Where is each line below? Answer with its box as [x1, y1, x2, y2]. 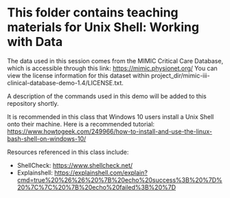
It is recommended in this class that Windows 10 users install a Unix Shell [7, 112, 214, 121]
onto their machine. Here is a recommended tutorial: [7, 120, 155, 128]
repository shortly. [7, 99, 59, 107]
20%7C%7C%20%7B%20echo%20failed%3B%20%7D [16, 183, 176, 191]
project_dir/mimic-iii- [150, 71, 211, 80]
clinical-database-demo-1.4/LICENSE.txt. [7, 78, 124, 87]
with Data [7, 34, 63, 49]
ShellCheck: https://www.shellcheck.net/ [16, 161, 133, 169]
